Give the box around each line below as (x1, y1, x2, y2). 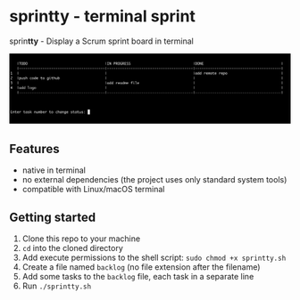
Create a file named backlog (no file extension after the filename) (21, 262, 261, 272)
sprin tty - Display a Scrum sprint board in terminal (9, 36, 194, 46)
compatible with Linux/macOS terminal (21, 184, 165, 195)
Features (9, 141, 60, 157)
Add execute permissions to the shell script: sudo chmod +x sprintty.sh (21, 252, 287, 264)
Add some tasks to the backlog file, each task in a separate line (21, 272, 254, 282)
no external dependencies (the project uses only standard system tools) (21, 174, 287, 185)
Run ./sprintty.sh (21, 280, 92, 291)
